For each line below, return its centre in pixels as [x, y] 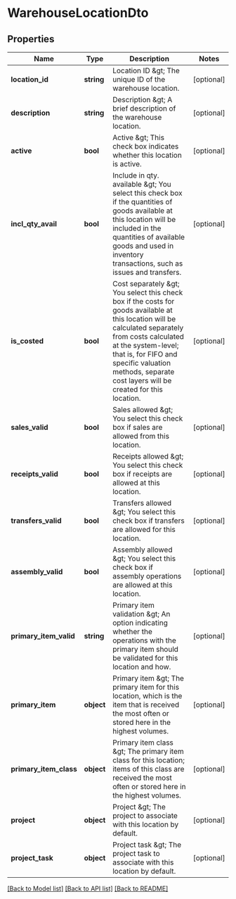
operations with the [144, 640]
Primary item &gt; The [148, 678]
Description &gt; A [142, 100]
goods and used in [143, 246]
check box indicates [145, 146]
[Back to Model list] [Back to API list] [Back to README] [88, 888]
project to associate [145, 816]
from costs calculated [148, 336]
